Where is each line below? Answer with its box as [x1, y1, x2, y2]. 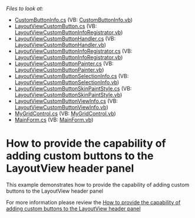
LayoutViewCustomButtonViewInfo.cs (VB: [14, 98, 118, 105]
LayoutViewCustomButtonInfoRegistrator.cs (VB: [14, 48, 133, 55]
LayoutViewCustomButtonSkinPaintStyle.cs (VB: [14, 85, 132, 92]
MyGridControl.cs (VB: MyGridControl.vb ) [14, 110, 116, 117]
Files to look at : [6, 5, 44, 12]
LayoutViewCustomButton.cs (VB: [14, 23, 97, 29]
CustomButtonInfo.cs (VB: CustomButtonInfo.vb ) [14, 16, 133, 23]
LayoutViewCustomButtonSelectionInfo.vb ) [14, 79, 120, 86]
